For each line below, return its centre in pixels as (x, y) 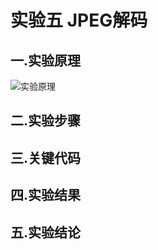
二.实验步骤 (46, 121)
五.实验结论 (46, 232)
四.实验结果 (46, 195)
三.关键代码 (46, 157)
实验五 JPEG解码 (79, 20)
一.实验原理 (46, 60)
